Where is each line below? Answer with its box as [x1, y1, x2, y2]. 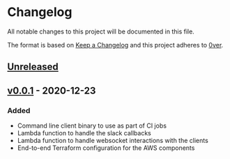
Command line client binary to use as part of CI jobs [17, 121, 167, 130]
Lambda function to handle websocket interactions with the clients [17, 137, 209, 145]
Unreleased [7, 61, 59, 73]
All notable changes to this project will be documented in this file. [7, 27, 195, 36]
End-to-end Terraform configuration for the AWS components [17, 144, 195, 152]
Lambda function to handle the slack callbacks [17, 129, 151, 137]
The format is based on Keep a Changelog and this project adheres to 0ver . [7, 40, 224, 49]
